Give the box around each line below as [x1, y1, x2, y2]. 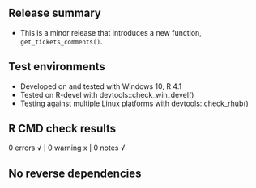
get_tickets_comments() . [19, 36, 103, 46]
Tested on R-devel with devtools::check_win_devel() [19, 90, 194, 99]
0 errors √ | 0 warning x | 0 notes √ [8, 143, 126, 152]
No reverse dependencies [8, 166, 142, 180]
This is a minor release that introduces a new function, [19, 27, 203, 37]
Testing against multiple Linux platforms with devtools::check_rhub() [19, 98, 249, 108]
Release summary [8, 6, 101, 20]
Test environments [8, 60, 105, 73]
